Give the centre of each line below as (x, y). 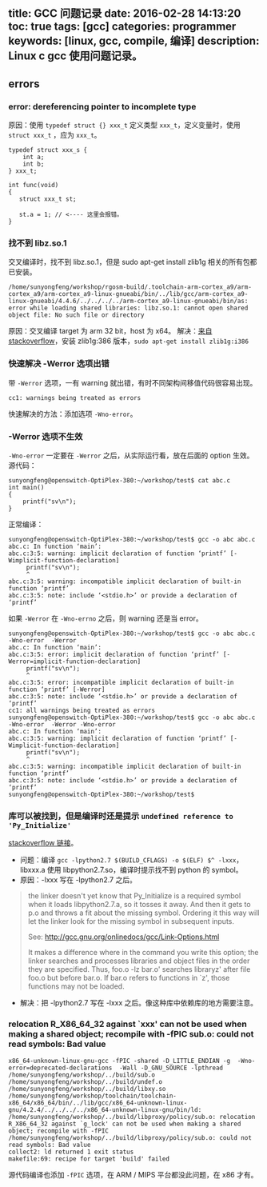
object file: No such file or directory (77, 315)
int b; (34, 164)
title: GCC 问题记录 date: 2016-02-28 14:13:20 (125, 14)
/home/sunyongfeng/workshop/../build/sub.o (82, 1075)
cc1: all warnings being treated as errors (82, 710)
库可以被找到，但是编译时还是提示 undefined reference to (121, 816)
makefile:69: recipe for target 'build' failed (89, 1159)
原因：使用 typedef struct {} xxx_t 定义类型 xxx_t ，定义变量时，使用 (125, 125)
